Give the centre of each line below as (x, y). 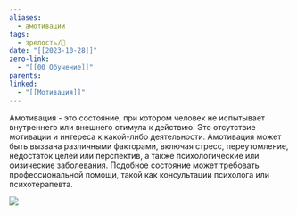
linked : (24, 84)
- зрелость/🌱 (41, 42)
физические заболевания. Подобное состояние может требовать (135, 165)
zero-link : (29, 59)
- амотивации (41, 26)
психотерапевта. (41, 184)
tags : (19, 34)
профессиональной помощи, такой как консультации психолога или (140, 174)
